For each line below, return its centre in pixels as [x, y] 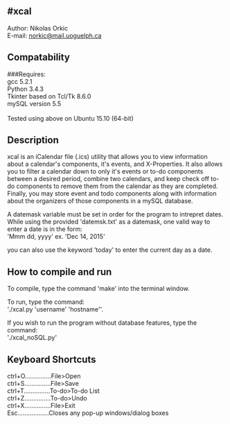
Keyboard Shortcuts [52, 359]
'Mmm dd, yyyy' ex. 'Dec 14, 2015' [56, 237]
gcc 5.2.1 [20, 81]
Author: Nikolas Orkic [37, 28]
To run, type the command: [46, 302]
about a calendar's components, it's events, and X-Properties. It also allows [115, 164]
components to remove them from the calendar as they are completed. [117, 186]
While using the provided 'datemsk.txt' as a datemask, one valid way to [109, 222]
